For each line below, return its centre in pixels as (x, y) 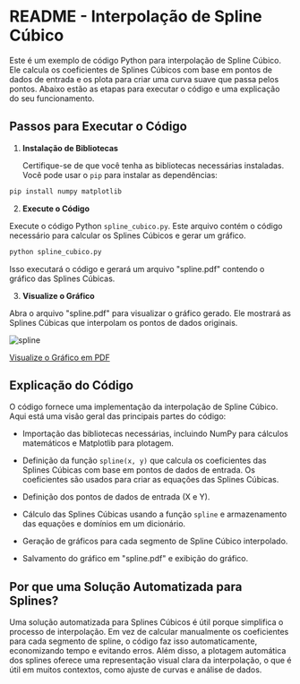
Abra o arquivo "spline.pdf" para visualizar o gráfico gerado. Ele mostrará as (150, 313)
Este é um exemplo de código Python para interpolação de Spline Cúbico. (146, 60)
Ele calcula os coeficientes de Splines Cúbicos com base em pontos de (141, 70)
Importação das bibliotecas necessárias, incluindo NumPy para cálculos (155, 434)
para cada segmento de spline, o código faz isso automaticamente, (133, 641)
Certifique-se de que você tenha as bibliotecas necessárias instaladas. (153, 165)
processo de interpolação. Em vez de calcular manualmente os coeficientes (149, 632)
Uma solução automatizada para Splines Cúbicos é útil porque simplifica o (146, 622)
